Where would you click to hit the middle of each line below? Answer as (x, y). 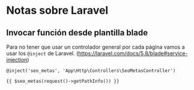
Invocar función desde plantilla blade (77, 33)
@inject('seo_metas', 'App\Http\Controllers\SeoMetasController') (91, 71)
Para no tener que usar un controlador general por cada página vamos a (95, 47)
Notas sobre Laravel (57, 10)
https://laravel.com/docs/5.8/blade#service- (133, 53)
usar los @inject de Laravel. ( (42, 53)
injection (17, 60)
